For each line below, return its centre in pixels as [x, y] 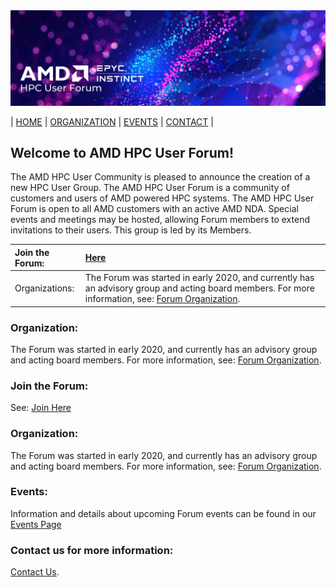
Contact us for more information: [92, 550]
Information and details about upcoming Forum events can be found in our [163, 513]
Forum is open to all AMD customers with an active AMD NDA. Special [154, 209]
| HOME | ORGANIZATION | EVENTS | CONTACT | [112, 121]
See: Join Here [41, 408]
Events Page [36, 524]
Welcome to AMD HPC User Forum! [122, 152]
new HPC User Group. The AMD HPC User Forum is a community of [150, 188]
